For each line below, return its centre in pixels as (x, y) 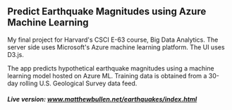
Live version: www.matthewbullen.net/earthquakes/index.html (102, 99)
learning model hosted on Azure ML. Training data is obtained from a (107, 75)
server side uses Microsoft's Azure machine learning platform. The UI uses (116, 47)
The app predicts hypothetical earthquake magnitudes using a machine (111, 68)
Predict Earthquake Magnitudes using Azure (107, 12)
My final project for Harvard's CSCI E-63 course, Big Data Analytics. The (113, 39)
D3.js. (16, 54)
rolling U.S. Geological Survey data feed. (79, 83)
